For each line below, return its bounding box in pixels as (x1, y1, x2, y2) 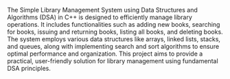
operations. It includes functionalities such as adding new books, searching (7, 21, 220, 28)
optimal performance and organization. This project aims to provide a (7, 49, 203, 58)
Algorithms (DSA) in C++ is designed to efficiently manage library (7, 13, 192, 21)
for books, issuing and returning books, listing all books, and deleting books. (7, 27, 223, 36)
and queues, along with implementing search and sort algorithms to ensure (7, 43, 220, 50)
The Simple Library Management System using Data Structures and (7, 6, 198, 14)
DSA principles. (7, 65, 51, 72)
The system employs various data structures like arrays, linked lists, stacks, (7, 35, 221, 43)
